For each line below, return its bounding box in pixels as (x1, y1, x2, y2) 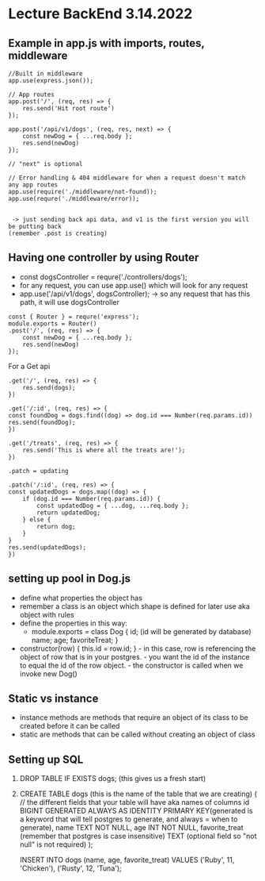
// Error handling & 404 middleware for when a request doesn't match (8, 174, 246, 182)
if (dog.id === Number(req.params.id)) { (22, 494, 161, 502)
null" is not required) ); (19, 840, 93, 849)
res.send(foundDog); (8, 418, 77, 426)
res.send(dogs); (22, 383, 77, 391)
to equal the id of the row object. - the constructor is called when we (19, 660, 244, 670)
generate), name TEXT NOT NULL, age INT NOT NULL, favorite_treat (19, 823, 244, 833)
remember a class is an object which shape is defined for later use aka (19, 601, 251, 611)
